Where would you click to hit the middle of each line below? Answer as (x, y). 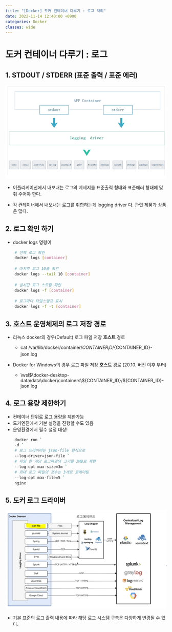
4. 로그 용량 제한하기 (36, 403)
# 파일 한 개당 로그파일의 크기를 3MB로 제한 (55, 462)
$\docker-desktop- (49, 375)
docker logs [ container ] (41, 258)
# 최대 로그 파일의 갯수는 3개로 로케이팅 (52, 472)
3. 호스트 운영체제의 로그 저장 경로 (56, 324)
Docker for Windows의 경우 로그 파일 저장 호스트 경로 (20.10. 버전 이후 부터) (90, 365)
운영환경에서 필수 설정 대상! (40, 429)
